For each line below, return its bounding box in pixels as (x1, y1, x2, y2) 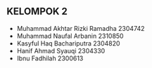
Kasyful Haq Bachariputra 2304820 (16, 39, 120, 48)
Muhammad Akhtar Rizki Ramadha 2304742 (16, 24, 145, 32)
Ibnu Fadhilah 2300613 (16, 54, 84, 62)
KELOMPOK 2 (6, 6, 68, 18)
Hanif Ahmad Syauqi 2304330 (16, 46, 106, 55)
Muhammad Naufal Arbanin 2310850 (16, 32, 124, 40)
